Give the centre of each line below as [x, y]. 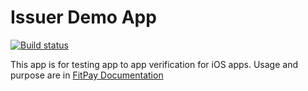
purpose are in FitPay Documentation [87, 75]
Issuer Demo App [83, 17]
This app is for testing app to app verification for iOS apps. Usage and [154, 64]
